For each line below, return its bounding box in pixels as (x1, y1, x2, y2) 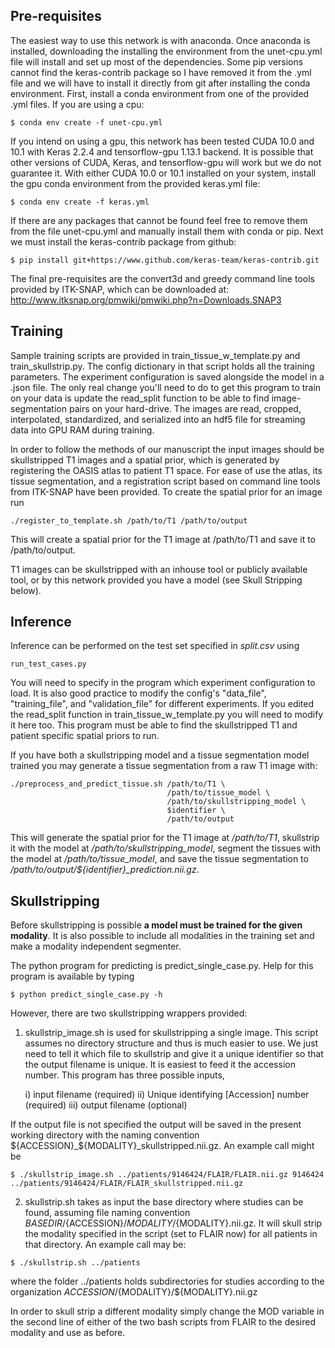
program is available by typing (10, 970, 135, 983)
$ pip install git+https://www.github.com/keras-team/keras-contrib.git (10, 255, 320, 265)
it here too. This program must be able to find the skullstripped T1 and (10, 719, 298, 731)
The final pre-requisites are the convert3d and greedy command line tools (10, 272, 315, 284)
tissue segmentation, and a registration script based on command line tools (10, 475, 321, 487)
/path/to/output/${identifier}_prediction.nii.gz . (10, 864, 200, 876)
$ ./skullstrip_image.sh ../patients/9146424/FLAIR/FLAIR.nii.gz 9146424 (10, 1170, 325, 1180)
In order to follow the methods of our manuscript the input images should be (10, 443, 325, 455)
